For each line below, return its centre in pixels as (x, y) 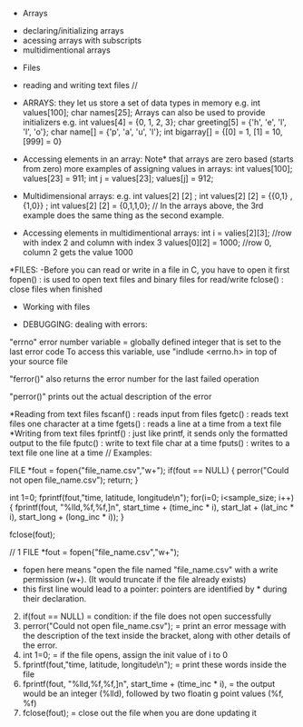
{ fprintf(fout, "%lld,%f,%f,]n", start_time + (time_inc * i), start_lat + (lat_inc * (152, 507)
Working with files (56, 307)
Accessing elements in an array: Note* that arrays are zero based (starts (158, 159)
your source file (39, 361)
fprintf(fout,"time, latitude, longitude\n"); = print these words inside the (155, 664)
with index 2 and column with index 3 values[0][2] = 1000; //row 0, (147, 243)
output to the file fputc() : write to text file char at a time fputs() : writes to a (150, 443)
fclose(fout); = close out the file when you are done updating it (139, 713)
